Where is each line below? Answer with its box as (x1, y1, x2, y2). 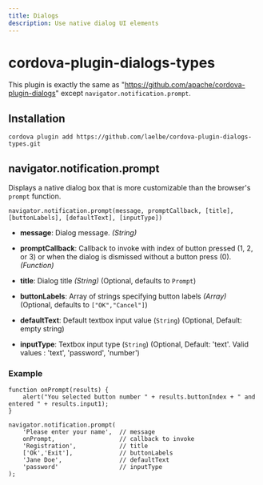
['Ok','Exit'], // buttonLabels (22, 449, 173, 457)
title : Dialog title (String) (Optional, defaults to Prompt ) (19, 276, 197, 286)
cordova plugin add (8, 133, 74, 141)
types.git (8, 140, 42, 148)
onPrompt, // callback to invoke (22, 435, 195, 443)
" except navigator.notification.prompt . (55, 89, 192, 98)
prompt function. (8, 191, 62, 201)
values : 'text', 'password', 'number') (19, 348, 140, 358)
